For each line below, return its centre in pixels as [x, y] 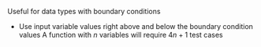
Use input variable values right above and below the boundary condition [136, 26]
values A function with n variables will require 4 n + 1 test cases [121, 35]
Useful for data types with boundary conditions [84, 11]
